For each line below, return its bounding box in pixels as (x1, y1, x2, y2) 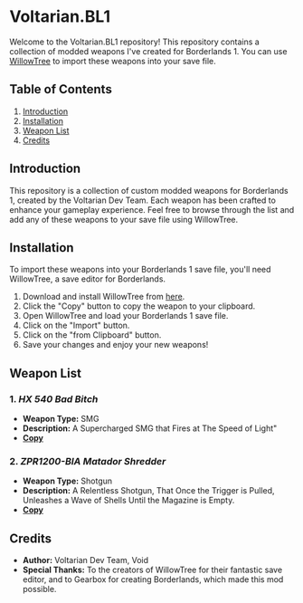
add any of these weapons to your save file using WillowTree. (9, 214, 239, 225)
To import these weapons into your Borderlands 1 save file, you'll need (9, 264, 271, 275)
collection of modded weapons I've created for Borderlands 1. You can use (9, 45, 288, 56)
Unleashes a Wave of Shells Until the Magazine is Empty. (22, 495, 235, 506)
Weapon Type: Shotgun (22, 475, 113, 486)
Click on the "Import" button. (22, 320, 130, 331)
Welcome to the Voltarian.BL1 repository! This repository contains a (9, 36, 260, 47)
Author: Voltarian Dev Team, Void (22, 555, 149, 566)
